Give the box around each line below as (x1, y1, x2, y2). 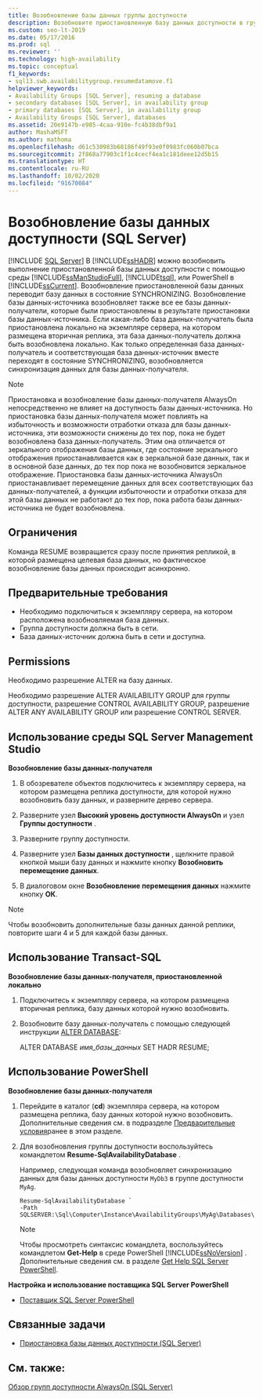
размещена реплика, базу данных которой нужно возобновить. (19, 1109, 233, 1119)
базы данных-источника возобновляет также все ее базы (8, 298, 202, 307)
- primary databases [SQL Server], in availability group (8, 107, 201, 115)
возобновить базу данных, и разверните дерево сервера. (19, 794, 214, 805)
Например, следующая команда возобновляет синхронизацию (19, 1165, 232, 1174)
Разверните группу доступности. (19, 834, 131, 843)
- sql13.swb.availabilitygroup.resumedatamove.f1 (8, 77, 174, 85)
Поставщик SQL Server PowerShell (19, 1295, 135, 1304)
